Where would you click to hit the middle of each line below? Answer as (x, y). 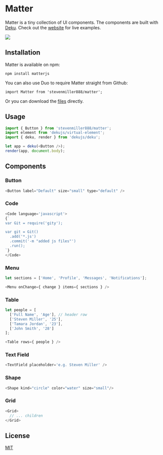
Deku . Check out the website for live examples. (53, 27)
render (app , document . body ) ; (35, 151)
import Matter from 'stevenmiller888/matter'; (54, 92)
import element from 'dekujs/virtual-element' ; (55, 133)
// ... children (26, 416)
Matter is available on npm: (33, 65)
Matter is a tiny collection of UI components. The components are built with (82, 22)
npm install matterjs (27, 73)
